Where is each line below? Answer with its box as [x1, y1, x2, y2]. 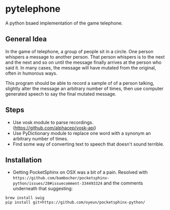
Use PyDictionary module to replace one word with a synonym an [12, 130, 151, 136]
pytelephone [5, 3, 60, 15]
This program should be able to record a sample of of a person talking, [5, 80, 155, 86]
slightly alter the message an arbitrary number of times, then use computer [5, 85, 164, 91]
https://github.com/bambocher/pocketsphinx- [12, 176, 110, 181]
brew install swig [5, 195, 45, 201]
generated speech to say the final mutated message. [5, 90, 117, 97]
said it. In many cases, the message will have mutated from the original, [5, 64, 156, 71]
